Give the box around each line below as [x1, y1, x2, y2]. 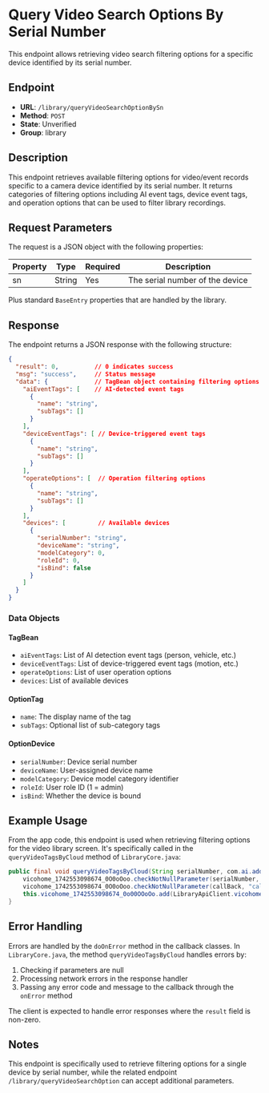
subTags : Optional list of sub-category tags [19, 720, 161, 730]
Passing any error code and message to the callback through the [19, 982, 235, 991]
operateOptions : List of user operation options [19, 667, 172, 677]
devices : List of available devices [19, 676, 129, 686]
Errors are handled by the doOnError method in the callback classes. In [8, 941, 240, 950]
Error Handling [8, 920, 82, 934]
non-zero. [8, 1014, 42, 1024]
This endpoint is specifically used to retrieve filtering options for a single [8, 1059, 247, 1069]
